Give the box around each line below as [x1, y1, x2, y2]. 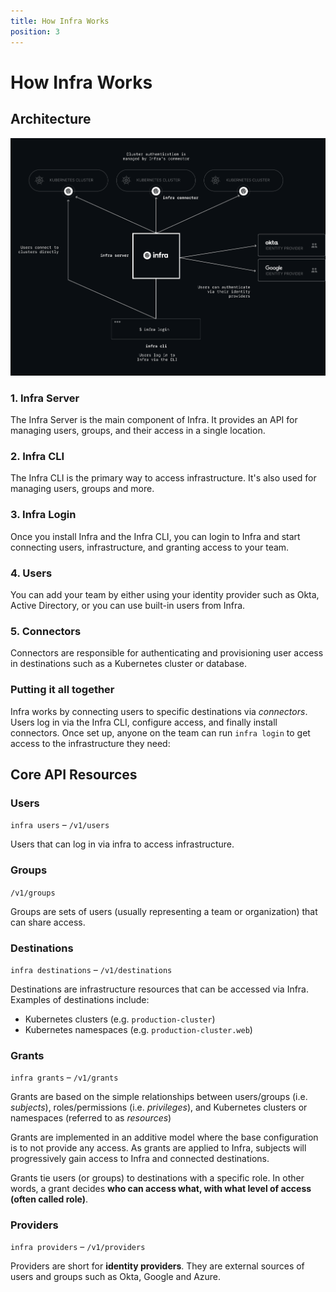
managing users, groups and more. [10, 483, 155, 495]
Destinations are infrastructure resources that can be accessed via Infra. [10, 983, 310, 995]
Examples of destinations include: [10, 993, 150, 1005]
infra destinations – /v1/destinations [10, 963, 173, 975]
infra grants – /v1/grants [10, 1071, 119, 1084]
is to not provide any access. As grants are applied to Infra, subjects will [10, 1142, 307, 1154]
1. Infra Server [10, 391, 80, 405]
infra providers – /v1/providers [10, 1241, 146, 1253]
